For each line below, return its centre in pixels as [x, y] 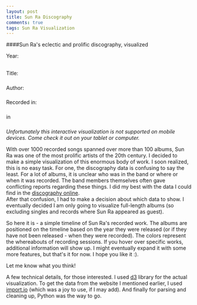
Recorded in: [21, 102]
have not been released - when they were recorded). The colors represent [96, 236]
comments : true [25, 22]
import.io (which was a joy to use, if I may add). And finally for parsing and [96, 290]
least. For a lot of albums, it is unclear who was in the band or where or [92, 175]
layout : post [22, 11]
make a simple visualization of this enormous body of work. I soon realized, [97, 162]
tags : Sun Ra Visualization [41, 28]
